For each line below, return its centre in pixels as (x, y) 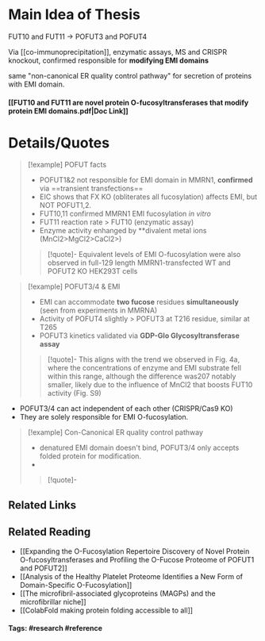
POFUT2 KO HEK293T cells (92, 271)
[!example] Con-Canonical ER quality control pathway (115, 432)
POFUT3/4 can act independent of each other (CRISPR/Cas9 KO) (126, 409)
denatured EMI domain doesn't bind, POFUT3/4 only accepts (139, 448)
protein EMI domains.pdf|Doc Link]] (68, 111)
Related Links (42, 505)
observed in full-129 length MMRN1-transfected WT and (139, 263)
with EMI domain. (36, 84)
